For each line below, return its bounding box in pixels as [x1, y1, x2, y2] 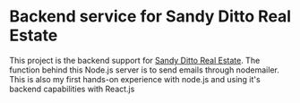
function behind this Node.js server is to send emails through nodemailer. [9, 64, 279, 75]
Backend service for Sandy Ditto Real [9, 6, 292, 27]
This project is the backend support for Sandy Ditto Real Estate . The [9, 55, 261, 65]
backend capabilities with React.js [9, 83, 135, 94]
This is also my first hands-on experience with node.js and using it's [9, 73, 261, 84]
